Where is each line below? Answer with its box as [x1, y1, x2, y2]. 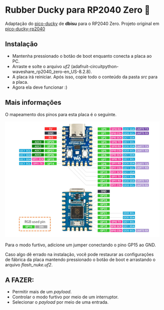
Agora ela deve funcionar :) [12, 84, 68, 90]
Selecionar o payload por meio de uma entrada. [12, 299, 109, 305]
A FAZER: [5, 276, 34, 284]
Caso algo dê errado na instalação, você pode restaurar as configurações [5, 251, 154, 257]
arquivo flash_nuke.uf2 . [5, 262, 53, 267]
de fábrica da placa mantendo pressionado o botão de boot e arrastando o [5, 257, 156, 262]
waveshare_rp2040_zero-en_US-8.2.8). [12, 69, 92, 74]
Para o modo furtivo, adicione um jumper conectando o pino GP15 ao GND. [5, 242, 156, 248]
